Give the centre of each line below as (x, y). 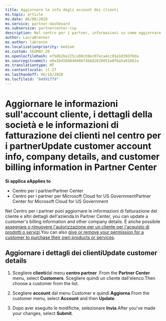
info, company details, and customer (83, 157)
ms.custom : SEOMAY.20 (28, 51)
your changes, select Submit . (42, 313)
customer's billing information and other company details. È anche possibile (83, 221)
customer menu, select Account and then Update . (64, 298)
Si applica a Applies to (28, 181)
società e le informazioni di (62, 125)
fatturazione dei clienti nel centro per (83, 135)
